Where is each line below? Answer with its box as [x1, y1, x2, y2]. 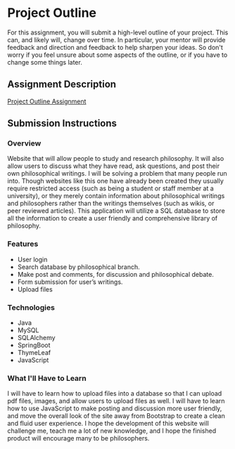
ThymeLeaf [17, 349, 51, 357]
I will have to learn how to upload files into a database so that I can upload [7, 389, 222, 398]
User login [17, 255, 48, 263]
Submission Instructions [7, 117, 118, 129]
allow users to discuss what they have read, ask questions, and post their [7, 162, 220, 170]
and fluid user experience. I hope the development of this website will [7, 419, 209, 428]
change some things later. [7, 58, 82, 66]
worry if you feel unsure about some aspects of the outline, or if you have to [7, 51, 228, 59]
